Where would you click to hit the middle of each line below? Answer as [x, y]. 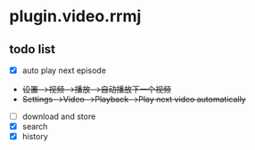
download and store [59, 116]
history [35, 137]
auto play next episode [64, 70]
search [35, 127]
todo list [33, 49]
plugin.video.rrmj [75, 16]
